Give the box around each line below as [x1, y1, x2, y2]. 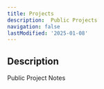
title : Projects [7, 10, 54, 17]
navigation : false [7, 23, 60, 30]
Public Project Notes [7, 74, 66, 82]
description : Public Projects [7, 17, 98, 24]
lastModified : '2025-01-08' [7, 29, 89, 37]
